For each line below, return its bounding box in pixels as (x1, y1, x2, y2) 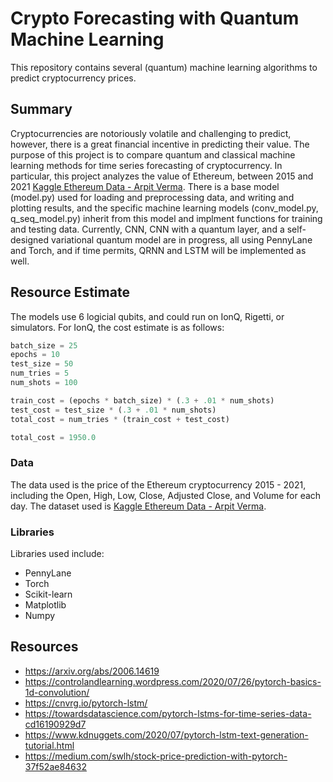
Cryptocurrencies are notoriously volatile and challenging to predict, (10, 127, 292, 139)
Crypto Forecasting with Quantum (10, 7, 300, 30)
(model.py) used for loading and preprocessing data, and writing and (10, 191, 295, 203)
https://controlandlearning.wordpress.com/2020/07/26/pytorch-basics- (24, 675, 322, 687)
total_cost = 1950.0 (10, 432, 97, 442)
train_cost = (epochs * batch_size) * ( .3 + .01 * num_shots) (10, 395, 275, 406)
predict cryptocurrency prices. (10, 72, 137, 84)
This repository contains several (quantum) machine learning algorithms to (10, 61, 318, 73)
